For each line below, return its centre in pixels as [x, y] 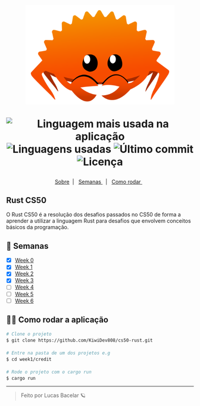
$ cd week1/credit [29, 359]
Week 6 [24, 301]
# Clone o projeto [29, 334]
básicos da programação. [37, 227]
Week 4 [24, 287]
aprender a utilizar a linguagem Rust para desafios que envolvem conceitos [99, 221]
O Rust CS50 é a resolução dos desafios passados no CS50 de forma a [94, 215]
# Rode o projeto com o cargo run [49, 372]
